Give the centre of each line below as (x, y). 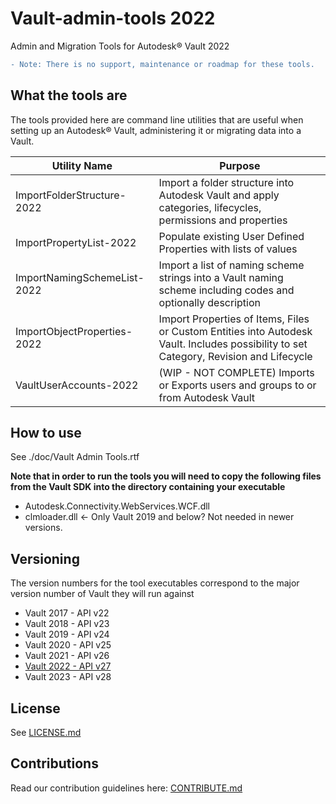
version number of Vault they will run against (102, 594)
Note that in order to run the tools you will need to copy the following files (166, 476)
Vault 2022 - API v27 (68, 666)
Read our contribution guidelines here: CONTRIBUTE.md (126, 788)
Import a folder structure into (226, 182)
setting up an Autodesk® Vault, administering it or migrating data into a (156, 130)
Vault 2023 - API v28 (68, 677)
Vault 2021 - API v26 (67, 656)
